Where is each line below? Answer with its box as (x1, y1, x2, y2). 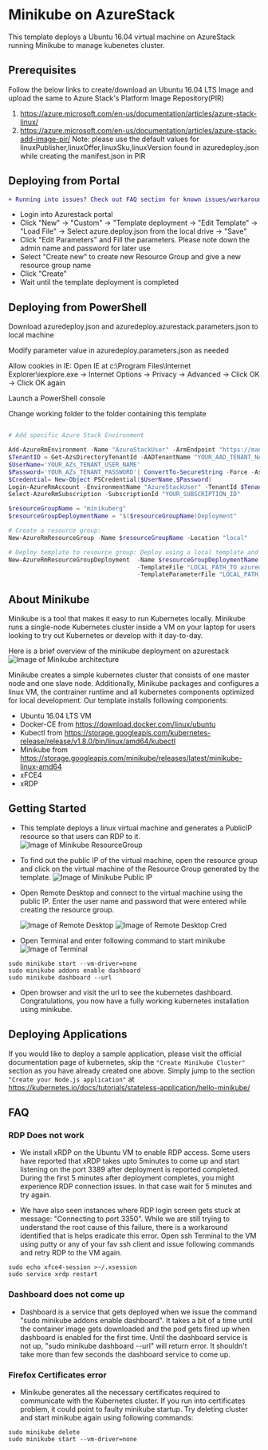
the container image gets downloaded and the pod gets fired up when (19, 1324, 250, 1334)
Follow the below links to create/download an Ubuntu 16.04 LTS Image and (8, 85, 254, 94)
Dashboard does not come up (8, 1289, 125, 1300)
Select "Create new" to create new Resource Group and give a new (19, 252, 242, 262)
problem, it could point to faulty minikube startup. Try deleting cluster (19, 1404, 249, 1413)
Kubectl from (19, 728, 63, 738)
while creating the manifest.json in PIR (19, 151, 146, 160)
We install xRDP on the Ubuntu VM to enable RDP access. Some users (19, 1148, 251, 1157)
